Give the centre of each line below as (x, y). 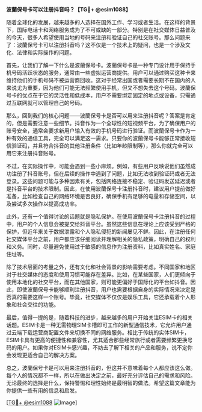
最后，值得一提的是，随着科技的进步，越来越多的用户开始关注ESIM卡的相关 (99, 317)
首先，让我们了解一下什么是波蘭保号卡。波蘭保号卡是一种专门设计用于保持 (98, 65)
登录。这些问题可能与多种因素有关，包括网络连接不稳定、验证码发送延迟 (96, 181)
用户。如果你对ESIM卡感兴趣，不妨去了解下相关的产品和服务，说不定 (102, 348)
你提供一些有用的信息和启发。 (43, 390)
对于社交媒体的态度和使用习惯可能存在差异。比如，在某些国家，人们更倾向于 (101, 274)
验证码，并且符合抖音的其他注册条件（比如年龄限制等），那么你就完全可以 (102, 146)
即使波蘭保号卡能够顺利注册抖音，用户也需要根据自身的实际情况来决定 (103, 289)
